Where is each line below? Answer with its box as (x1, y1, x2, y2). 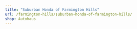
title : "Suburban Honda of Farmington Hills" (5, 7, 99, 12)
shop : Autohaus (5, 16, 36, 21)
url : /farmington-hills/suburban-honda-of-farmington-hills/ (5, 12, 133, 17)
